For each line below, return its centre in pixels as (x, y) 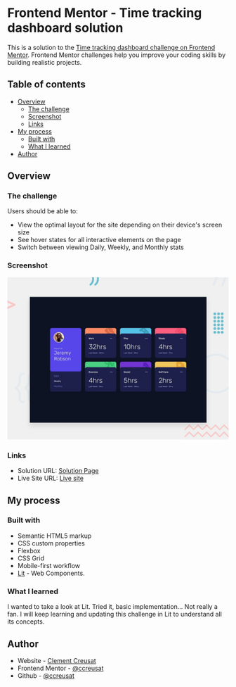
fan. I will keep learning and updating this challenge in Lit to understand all (115, 614)
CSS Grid (31, 558)
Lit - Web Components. (51, 573)
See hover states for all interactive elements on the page (99, 240)
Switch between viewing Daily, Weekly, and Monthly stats (100, 247)
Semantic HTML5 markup (54, 536)
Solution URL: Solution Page (58, 471)
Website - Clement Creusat (57, 660)
